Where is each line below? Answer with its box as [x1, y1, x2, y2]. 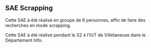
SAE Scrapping [5, 4, 53, 12]
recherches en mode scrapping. [5, 22, 71, 28]
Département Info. [5, 37, 43, 43]
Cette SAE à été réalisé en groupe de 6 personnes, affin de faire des [5, 17, 146, 23]
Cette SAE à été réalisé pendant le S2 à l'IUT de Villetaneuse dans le [5, 32, 146, 38]
